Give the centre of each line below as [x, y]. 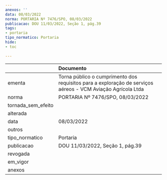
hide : [11, 42]
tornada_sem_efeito [31, 105]
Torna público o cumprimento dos [98, 77]
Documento [73, 68]
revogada [19, 154]
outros [15, 129]
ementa [17, 83]
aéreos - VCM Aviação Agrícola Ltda [101, 89]
